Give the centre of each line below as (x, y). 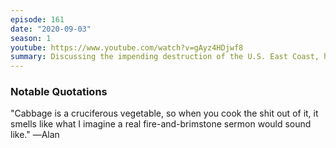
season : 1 (31, 38)
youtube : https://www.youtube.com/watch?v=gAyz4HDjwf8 (127, 47)
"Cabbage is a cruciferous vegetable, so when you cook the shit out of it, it (164, 113)
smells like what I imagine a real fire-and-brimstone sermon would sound (161, 124)
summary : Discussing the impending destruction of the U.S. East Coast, (165, 57)
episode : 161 (37, 19)
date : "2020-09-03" (51, 29)
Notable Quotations (59, 92)
